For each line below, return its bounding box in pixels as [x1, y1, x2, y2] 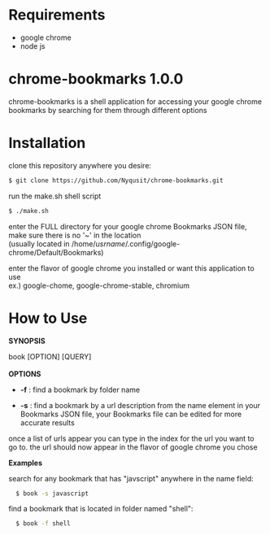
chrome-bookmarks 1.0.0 [8, 70, 184, 89]
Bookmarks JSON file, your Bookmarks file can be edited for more [20, 409, 242, 419]
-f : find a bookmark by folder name [20, 385, 141, 394]
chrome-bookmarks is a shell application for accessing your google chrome [8, 96, 263, 107]
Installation [8, 134, 86, 152]
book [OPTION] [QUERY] [8, 351, 92, 361]
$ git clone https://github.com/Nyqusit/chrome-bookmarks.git [8, 176, 224, 185]
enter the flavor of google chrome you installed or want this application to [8, 263, 255, 273]
